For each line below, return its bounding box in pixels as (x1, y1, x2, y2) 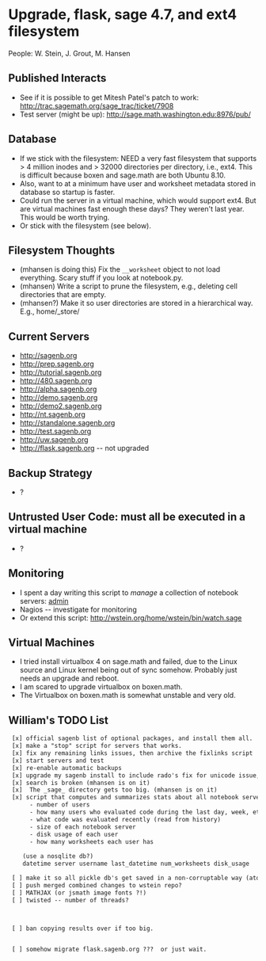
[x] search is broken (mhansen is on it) (11, 779, 150, 787)
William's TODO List (8, 713, 109, 726)
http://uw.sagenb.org (19, 435, 89, 444)
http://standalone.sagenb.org (19, 418, 116, 428)
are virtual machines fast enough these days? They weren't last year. (19, 204, 245, 213)
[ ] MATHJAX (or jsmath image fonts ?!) (11, 889, 147, 897)
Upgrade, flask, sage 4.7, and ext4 (8, 6, 237, 24)
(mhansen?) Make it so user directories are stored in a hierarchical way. (19, 299, 253, 308)
